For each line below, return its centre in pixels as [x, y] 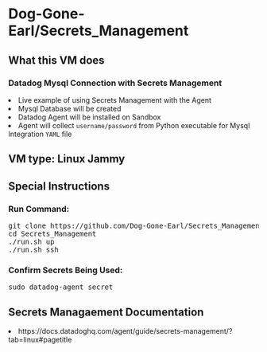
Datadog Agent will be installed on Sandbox [90, 117]
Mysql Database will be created [70, 108]
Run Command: [39, 209]
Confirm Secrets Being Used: [66, 270]
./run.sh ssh [34, 249]
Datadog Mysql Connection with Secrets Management [115, 83]
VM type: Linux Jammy [67, 159]
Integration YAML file [40, 134]
